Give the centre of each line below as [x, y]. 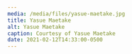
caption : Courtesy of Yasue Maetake [61, 33]
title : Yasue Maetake [39, 20]
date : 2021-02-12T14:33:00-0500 [55, 40]
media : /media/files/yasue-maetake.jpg [66, 14]
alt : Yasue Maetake [36, 27]
